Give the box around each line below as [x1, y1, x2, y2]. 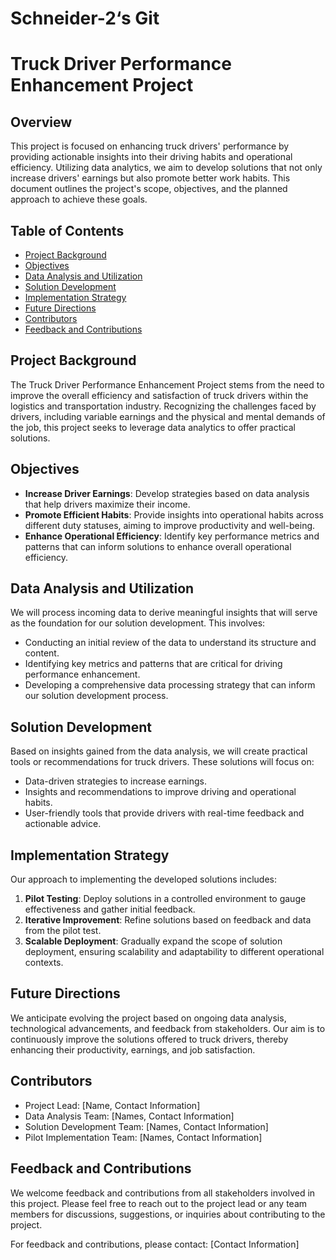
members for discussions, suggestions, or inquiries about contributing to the [10, 1208, 326, 1220]
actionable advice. [24, 818, 102, 830]
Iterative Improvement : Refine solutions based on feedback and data [24, 914, 312, 926]
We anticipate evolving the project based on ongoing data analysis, [10, 1012, 287, 1024]
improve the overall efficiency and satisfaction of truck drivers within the [10, 389, 309, 401]
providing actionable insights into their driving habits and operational [10, 151, 293, 163]
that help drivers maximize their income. [24, 498, 191, 510]
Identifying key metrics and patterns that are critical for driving [24, 658, 283, 670]
